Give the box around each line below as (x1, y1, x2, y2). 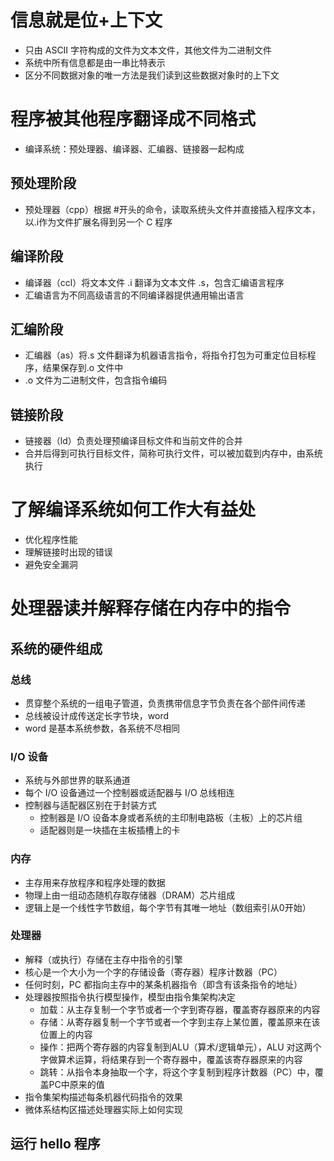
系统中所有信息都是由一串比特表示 (24, 56, 166, 68)
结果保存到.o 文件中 (42, 362, 124, 374)
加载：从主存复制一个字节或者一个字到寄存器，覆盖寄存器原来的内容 (39, 1003, 321, 1015)
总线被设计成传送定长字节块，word (24, 709, 170, 721)
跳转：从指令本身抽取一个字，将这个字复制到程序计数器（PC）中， (39, 1066, 315, 1078)
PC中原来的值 (48, 1078, 105, 1090)
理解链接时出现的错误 (24, 546, 113, 558)
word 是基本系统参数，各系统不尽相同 (24, 722, 180, 734)
